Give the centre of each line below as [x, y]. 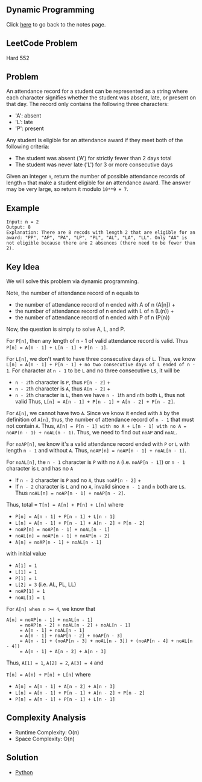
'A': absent [28, 116]
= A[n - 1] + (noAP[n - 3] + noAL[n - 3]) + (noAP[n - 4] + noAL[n [106, 641]
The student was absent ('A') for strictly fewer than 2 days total [93, 158]
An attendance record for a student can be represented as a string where [97, 91]
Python [24, 772]
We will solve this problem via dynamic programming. [73, 281]
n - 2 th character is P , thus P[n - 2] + [63, 383]
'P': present [29, 128]
